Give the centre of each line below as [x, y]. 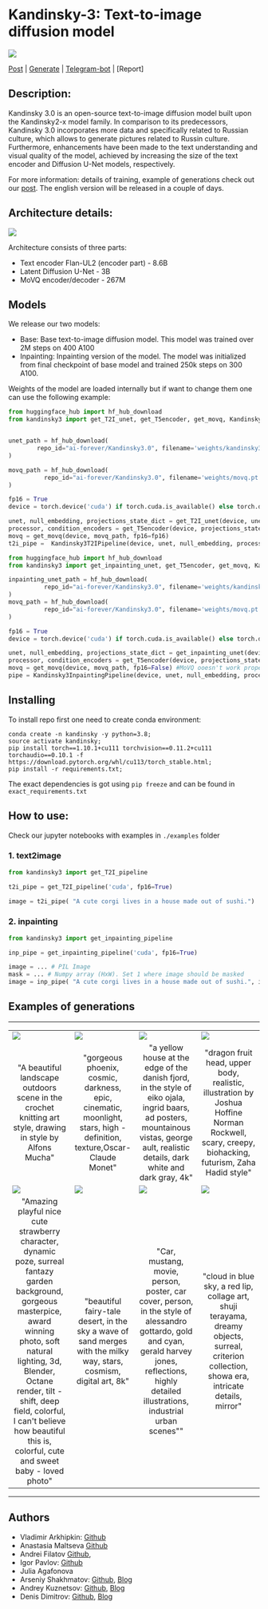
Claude [103, 1157]
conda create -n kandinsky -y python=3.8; [80, 734]
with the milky [103, 1351]
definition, [103, 1137]
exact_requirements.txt [48, 791]
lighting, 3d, [39, 1361]
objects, [229, 1336]
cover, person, [166, 1301]
